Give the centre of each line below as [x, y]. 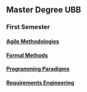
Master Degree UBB [44, 10]
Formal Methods [27, 55]
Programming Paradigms [38, 69]
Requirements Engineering [40, 82]
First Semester [28, 27]
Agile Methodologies [33, 41]
